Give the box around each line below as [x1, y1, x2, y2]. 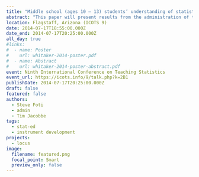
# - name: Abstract [6, 58, 57, 64]
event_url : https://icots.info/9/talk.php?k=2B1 [6, 74, 129, 80]
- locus [11, 140, 31, 146]
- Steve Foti [11, 101, 44, 108]
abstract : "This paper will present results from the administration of [6, 14, 190, 20]
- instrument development [11, 129, 76, 136]
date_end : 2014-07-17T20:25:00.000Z [6, 31, 97, 37]
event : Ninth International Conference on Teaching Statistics [6, 69, 166, 75]
